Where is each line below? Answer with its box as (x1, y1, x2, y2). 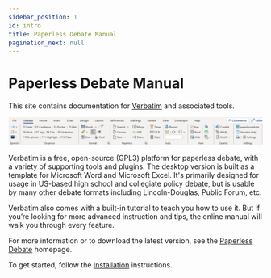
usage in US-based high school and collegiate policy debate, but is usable (8, 179, 255, 189)
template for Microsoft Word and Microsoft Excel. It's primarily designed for (8, 171, 260, 180)
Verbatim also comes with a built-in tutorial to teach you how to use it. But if (8, 203, 261, 213)
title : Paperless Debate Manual (8, 30, 117, 38)
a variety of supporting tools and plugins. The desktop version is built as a (8, 162, 255, 171)
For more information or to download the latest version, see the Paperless (8, 236, 253, 246)
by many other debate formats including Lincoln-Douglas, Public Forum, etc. (8, 187, 262, 197)
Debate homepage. (8, 245, 73, 255)
